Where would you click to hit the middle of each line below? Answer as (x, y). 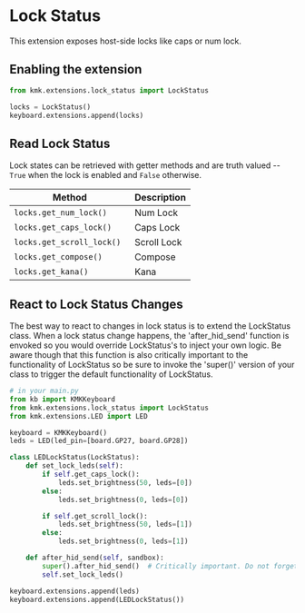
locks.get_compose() (58, 257)
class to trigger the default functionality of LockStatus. (111, 374)
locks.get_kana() (51, 272)
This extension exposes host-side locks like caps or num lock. (126, 41)
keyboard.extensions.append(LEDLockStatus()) (97, 599)
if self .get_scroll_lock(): (95, 516)
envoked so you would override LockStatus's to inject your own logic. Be (145, 345)
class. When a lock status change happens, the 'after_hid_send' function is (149, 336)
